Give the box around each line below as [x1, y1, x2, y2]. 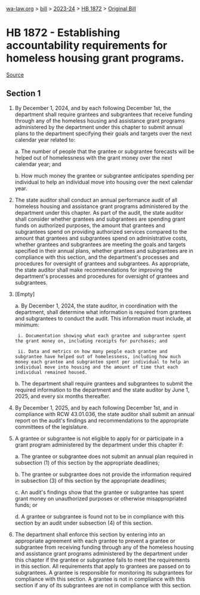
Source [6, 71, 24, 78]
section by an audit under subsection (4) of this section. [14, 519, 153, 526]
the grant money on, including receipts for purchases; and [14, 338, 168, 344]
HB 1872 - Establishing [6, 26, 121, 39]
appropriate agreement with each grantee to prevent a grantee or [14, 537, 176, 544]
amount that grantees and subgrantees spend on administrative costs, [14, 234, 188, 242]
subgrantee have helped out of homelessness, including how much [14, 353, 181, 359]
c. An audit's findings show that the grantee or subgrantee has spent [14, 489, 184, 496]
